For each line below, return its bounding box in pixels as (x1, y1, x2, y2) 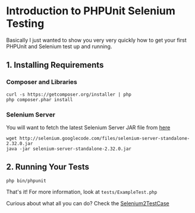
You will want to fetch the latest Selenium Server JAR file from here (6, 124, 171, 131)
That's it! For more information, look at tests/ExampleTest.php (6, 188, 158, 195)
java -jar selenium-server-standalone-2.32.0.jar (6, 146, 132, 152)
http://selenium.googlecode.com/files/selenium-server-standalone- (19, 135, 190, 141)
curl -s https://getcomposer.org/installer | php (6, 91, 132, 98)
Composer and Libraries (6, 78, 77, 86)
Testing (6, 17, 45, 30)
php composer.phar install (6, 96, 73, 102)
